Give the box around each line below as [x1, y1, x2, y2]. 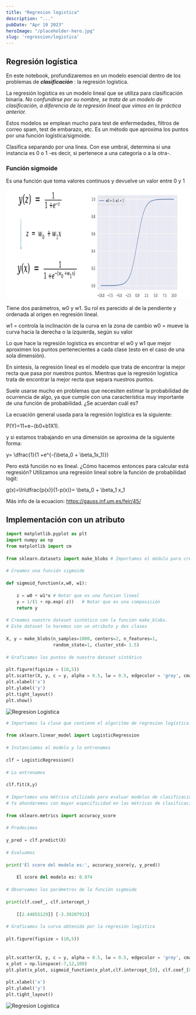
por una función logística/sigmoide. [6, 132, 92, 139]
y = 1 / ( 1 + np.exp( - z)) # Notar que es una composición [16, 598, 160, 605]
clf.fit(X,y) [6, 782, 38, 788]
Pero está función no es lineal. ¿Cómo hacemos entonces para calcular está [6, 463, 189, 470]
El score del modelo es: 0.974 [16, 875, 93, 880]
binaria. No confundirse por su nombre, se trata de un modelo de [6, 95, 163, 102]
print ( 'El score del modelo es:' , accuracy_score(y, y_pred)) [6, 862, 160, 868]
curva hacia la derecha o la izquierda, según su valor [6, 328, 133, 336]
